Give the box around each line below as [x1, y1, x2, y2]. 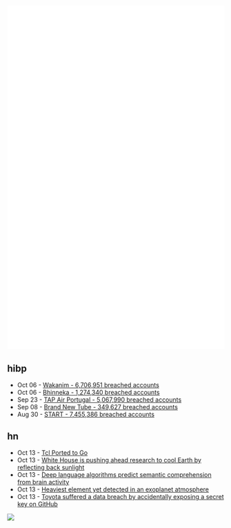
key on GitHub [17, 500, 59, 509]
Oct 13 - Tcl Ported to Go [17, 449, 88, 457]
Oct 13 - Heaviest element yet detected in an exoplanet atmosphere [17, 485, 209, 493]
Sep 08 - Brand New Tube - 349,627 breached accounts [17, 403, 178, 411]
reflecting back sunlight [17, 463, 85, 471]
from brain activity [17, 478, 70, 487]
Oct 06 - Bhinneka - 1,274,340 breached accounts [17, 389, 160, 397]
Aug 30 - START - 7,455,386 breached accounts [17, 410, 155, 419]
